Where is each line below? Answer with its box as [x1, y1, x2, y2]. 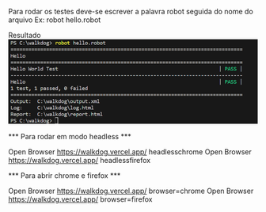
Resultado [8, 31, 41, 40]
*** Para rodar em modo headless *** [8, 132, 132, 142]
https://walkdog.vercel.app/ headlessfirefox [8, 156, 151, 165]
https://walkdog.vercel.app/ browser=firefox [8, 195, 153, 204]
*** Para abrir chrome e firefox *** [8, 171, 121, 180]
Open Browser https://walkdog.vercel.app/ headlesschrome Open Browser [8, 147, 252, 157]
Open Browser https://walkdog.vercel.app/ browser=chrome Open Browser [8, 186, 254, 196]
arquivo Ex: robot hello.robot [8, 15, 101, 25]
